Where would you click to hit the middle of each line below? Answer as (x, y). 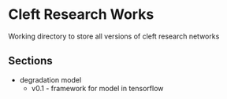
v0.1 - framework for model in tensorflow (97, 88)
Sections (30, 61)
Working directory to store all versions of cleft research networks (114, 36)
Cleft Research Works (81, 15)
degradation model (50, 79)
